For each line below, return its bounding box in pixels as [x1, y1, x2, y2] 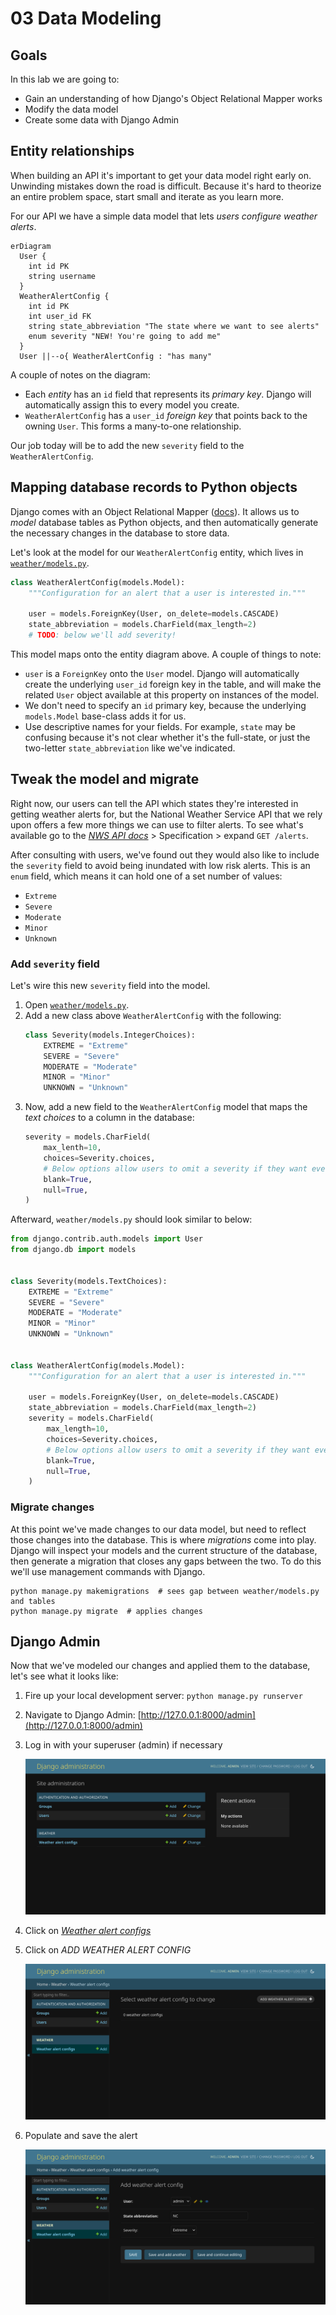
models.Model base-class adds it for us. [24, 710, 187, 722]
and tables [10, 1596, 56, 1606]
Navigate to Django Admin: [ [24, 1709, 142, 1721]
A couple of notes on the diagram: [10, 368, 151, 381]
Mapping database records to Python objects [10, 479, 298, 496]
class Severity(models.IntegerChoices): [24, 1030, 196, 1040]
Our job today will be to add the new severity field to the [10, 439, 245, 451]
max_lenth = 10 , [43, 1143, 102, 1153]
